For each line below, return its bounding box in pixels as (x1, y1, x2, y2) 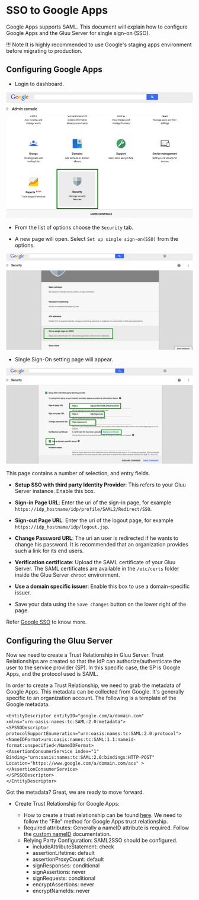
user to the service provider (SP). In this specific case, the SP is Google (6, 664, 181, 671)
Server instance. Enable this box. (14, 488, 95, 495)
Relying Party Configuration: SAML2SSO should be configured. (23, 837, 178, 844)
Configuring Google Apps (6, 65, 102, 75)
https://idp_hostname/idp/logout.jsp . (14, 523, 110, 530)
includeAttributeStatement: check (32, 843, 114, 850)
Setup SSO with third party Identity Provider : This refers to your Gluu (14, 481, 187, 488)
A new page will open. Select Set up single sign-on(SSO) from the (14, 236, 179, 243)
